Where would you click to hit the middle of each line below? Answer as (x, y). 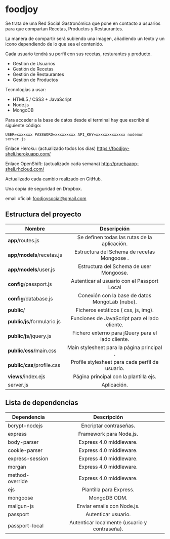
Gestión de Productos (35, 80)
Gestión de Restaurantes (38, 74)
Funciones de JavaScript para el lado (115, 318)
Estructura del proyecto (44, 215)
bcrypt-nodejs (25, 426)
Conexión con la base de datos (115, 295)
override (18, 481)
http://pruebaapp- (120, 164)
